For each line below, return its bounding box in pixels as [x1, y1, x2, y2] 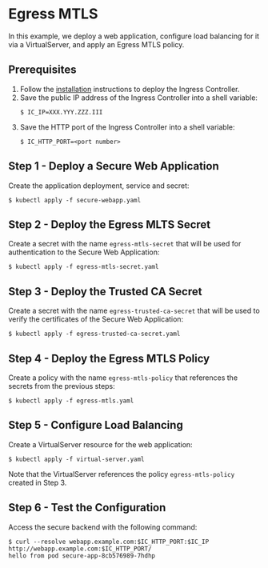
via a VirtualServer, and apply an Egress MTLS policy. [8, 39, 185, 49]
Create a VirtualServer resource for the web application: [8, 439, 194, 449]
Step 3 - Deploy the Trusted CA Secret [8, 285, 202, 298]
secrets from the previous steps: [8, 382, 116, 390]
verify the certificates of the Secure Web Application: [8, 314, 184, 324]
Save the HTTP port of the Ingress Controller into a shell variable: [19, 122, 235, 132]
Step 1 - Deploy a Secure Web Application [8, 159, 219, 173]
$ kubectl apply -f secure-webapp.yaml [8, 196, 142, 204]
